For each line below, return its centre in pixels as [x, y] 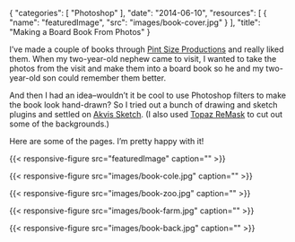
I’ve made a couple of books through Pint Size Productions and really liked [147, 49]
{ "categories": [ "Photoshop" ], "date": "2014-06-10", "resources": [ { [138, 13]
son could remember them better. [104, 78]
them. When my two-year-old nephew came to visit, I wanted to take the [143, 59]
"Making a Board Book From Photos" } [80, 32]
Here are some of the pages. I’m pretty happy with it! [107, 141]
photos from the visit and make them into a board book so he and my [137, 68]
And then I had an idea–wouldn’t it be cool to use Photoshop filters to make [148, 95]
